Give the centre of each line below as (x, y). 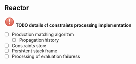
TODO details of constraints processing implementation (73, 25)
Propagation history (39, 40)
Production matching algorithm (43, 34)
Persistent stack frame (34, 51)
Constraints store (29, 45)
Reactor (17, 8)
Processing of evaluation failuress (46, 56)
